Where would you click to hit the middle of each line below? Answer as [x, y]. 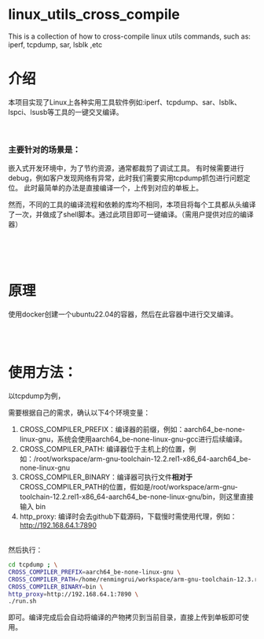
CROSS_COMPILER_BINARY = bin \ [56, 587]
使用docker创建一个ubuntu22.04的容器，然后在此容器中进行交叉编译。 [123, 314]
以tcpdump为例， [37, 396]
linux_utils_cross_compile [94, 15]
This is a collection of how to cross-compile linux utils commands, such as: [130, 36]
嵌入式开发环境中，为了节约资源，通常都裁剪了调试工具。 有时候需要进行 [126, 168]
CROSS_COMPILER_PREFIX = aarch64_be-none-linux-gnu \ [94, 572]
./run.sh [22, 601]
